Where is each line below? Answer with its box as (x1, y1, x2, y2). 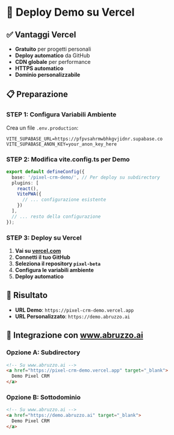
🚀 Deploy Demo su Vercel (6, 5, 135, 19)
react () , (17, 185, 39, 192)
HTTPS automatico (14, 65, 64, 72)
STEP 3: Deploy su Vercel (6, 233, 82, 242)
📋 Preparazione (6, 89, 68, 100)
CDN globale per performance (14, 59, 92, 65)
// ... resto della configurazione (11, 214, 101, 220)
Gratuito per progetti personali (14, 45, 92, 52)
